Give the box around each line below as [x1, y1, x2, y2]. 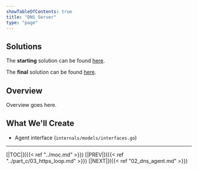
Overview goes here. [6, 102, 57, 108]
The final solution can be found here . [6, 68, 97, 76]
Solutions [6, 41, 42, 51]
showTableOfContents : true [6, 8, 72, 15]
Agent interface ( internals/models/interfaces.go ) [14, 134, 137, 141]
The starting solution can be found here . [6, 57, 105, 64]
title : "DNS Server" [6, 14, 57, 20]
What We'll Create [6, 119, 75, 129]
